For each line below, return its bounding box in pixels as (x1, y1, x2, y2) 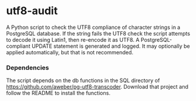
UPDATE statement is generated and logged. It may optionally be (31, 43, 190, 50)
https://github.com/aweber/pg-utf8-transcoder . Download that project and (6, 83, 189, 90)
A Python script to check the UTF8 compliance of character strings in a (6, 24, 181, 31)
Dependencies (6, 63, 49, 71)
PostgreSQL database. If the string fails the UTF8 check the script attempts (6, 30, 191, 37)
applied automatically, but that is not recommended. (6, 48, 134, 56)
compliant (6, 43, 31, 50)
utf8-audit (6, 4, 58, 18)
